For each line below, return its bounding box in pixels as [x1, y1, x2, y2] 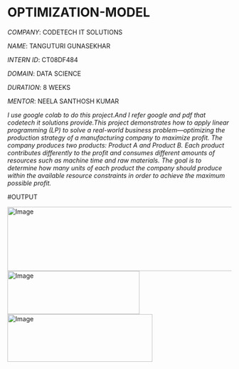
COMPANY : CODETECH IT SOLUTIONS [7, 28, 123, 36]
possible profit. [7, 179, 52, 187]
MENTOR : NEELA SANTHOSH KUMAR [7, 97, 119, 105]
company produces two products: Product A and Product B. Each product [7, 140, 225, 150]
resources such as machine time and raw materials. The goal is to [7, 156, 202, 165]
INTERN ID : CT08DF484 [7, 55, 78, 64]
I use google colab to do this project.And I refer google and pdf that [7, 110, 206, 119]
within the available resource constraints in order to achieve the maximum [7, 171, 225, 180]
